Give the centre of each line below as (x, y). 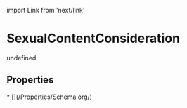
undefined (21, 58)
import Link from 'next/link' (46, 10)
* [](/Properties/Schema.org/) (50, 97)
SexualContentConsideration (93, 39)
